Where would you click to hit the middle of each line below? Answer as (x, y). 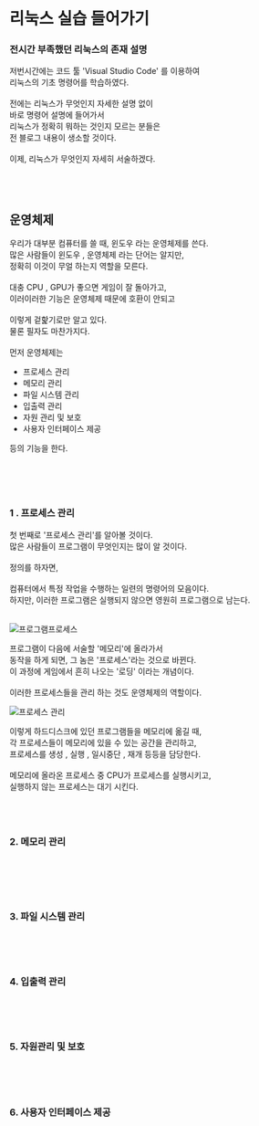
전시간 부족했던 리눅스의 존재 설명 (78, 49)
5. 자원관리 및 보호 (47, 1047)
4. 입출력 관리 (38, 982)
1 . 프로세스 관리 (42, 513)
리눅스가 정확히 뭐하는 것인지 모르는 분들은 (85, 126)
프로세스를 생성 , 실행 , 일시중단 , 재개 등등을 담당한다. (105, 753)
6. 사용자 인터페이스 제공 (60, 1112)
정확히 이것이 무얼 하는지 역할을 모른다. (79, 267)
